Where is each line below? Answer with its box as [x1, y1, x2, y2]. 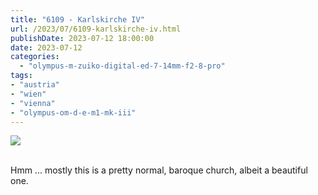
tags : [10, 71, 33, 81]
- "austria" [10, 80, 60, 90]
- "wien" [10, 89, 47, 99]
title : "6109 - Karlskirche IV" [10, 14, 145, 25]
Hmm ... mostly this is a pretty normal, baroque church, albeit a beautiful [10, 164, 308, 176]
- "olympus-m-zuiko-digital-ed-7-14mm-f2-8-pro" [19, 61, 226, 71]
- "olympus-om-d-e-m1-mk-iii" [10, 107, 137, 118]
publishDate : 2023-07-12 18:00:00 [10, 33, 155, 43]
